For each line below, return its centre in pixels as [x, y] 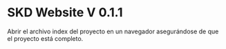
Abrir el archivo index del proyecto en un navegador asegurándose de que [113, 31]
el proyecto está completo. [45, 38]
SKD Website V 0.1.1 [65, 13]
